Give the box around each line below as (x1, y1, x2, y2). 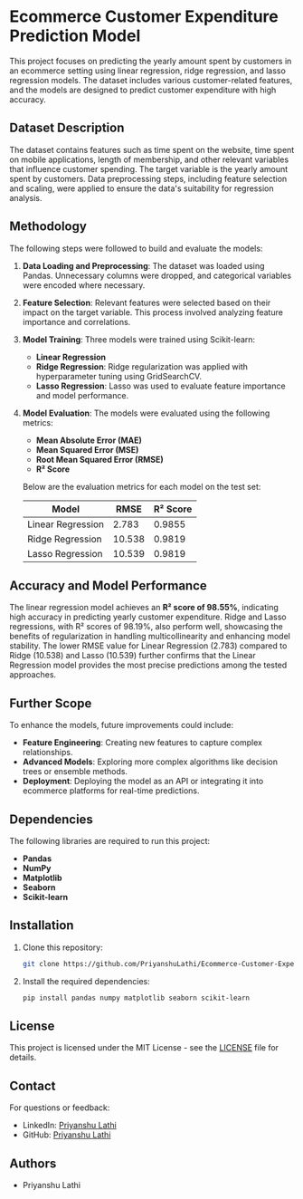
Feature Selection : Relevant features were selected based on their (22, 297, 271, 308)
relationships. (22, 747, 73, 758)
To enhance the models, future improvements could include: (9, 720, 234, 731)
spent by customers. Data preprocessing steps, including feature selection (9, 173, 288, 184)
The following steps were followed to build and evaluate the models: (9, 243, 263, 254)
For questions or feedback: (9, 1102, 110, 1113)
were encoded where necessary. (22, 279, 146, 291)
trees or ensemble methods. (22, 766, 128, 777)
